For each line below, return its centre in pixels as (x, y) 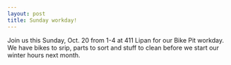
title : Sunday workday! (42, 20)
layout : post (26, 14)
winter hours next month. (44, 55)
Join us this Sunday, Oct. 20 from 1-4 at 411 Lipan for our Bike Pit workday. (116, 40)
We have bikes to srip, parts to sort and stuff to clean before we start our (113, 48)
